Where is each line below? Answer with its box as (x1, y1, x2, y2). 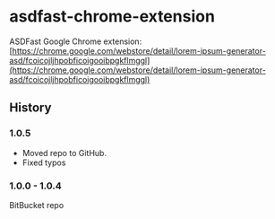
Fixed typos (21, 157, 66, 168)
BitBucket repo (9, 199, 64, 210)
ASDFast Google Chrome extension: (9, 36, 142, 47)
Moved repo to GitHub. (21, 147, 107, 158)
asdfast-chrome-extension (9, 6, 215, 27)
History (9, 101, 52, 116)
